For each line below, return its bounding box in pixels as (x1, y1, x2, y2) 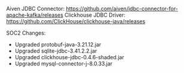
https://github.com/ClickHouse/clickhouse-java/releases (6, 18, 146, 25)
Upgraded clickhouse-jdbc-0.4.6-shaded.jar (14, 54, 124, 60)
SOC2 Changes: (6, 29, 46, 36)
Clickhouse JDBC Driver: (65, 11, 125, 19)
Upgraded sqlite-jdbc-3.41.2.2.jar (14, 47, 97, 54)
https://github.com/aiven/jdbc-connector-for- (65, 5, 178, 12)
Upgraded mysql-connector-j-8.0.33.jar (14, 60, 113, 67)
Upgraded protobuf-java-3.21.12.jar (14, 41, 102, 48)
